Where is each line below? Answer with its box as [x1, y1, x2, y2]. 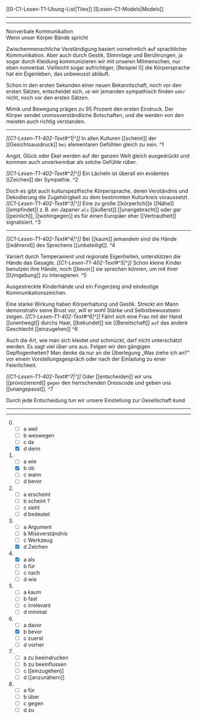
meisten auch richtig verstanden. [6, 118, 86, 125]
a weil [23, 425, 38, 432]
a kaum [23, 589, 42, 596]
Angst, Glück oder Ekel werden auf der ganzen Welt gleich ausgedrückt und [6, 152, 189, 159]
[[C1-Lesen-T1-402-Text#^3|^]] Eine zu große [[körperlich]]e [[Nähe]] [6, 200, 174, 207]
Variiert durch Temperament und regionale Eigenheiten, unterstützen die [6, 253, 181, 260]
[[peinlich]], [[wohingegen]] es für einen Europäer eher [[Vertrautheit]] [6, 213, 176, 219]
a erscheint [23, 491, 51, 498]
